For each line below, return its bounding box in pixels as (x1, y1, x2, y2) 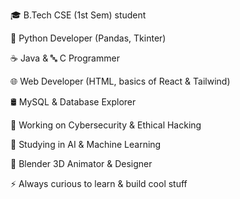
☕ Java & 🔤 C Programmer (10, 52, 120, 64)
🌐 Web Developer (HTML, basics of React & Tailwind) (10, 75, 231, 87)
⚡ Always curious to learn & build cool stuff (10, 178, 188, 189)
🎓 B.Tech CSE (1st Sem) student (10, 9, 147, 21)
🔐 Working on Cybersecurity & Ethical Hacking (10, 119, 202, 131)
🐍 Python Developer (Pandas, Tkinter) (10, 32, 167, 44)
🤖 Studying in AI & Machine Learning (10, 139, 162, 150)
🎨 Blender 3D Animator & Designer (10, 158, 153, 169)
